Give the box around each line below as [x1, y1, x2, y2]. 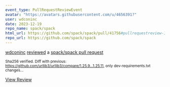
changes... [5, 67, 24, 73]
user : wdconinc [5, 17, 37, 22]
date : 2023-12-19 [5, 21, 42, 27]
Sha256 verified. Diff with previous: [5, 59, 67, 64]
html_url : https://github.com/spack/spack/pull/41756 [5, 31, 121, 36]
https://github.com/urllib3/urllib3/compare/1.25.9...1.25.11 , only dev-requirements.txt [5, 63, 151, 68]
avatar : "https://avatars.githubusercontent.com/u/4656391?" [5, 12, 137, 17]
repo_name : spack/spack [5, 26, 56, 31]
